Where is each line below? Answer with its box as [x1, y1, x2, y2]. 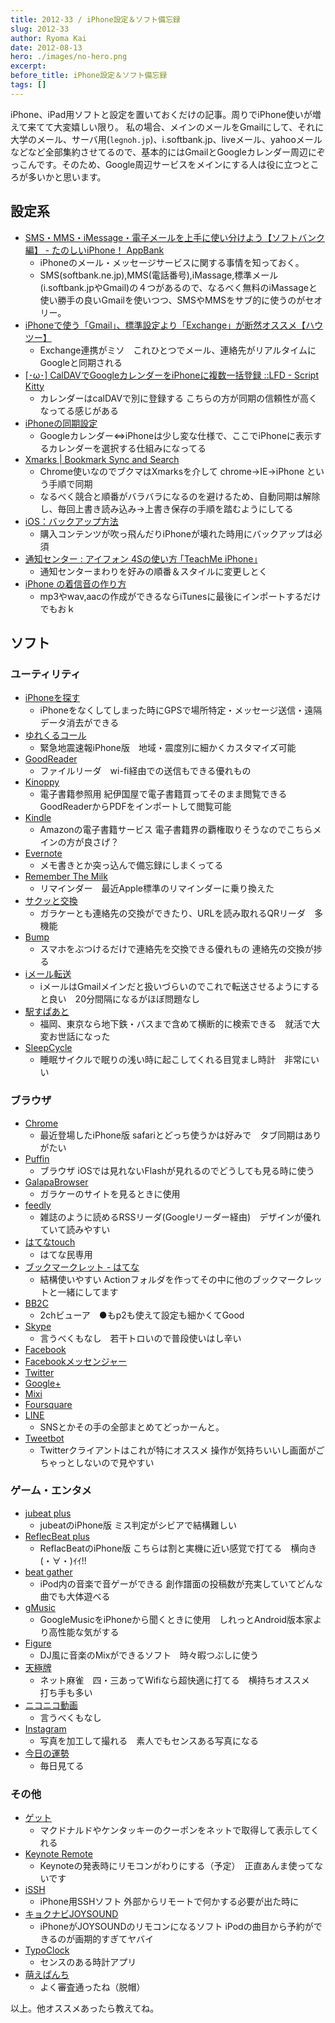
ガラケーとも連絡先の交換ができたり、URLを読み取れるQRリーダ [39, 907, 307, 920]
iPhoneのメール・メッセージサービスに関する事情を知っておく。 [39, 256, 305, 268]
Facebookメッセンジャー [24, 1355, 128, 1367]
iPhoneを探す [24, 692, 81, 704]
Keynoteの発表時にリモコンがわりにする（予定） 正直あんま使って [39, 1860, 315, 1872]
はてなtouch [24, 1236, 76, 1248]
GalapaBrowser [24, 1176, 89, 1188]
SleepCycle [24, 1042, 73, 1054]
